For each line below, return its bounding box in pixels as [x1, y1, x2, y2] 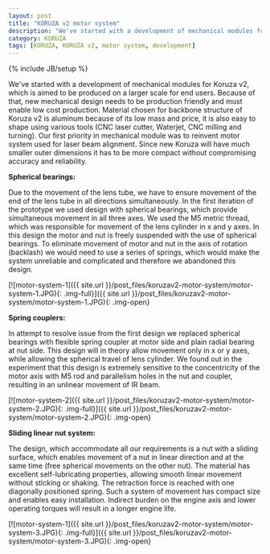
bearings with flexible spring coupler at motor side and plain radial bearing [8, 337, 255, 347]
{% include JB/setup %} [8, 64, 88, 73]
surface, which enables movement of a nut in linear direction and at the [8, 453, 244, 462]
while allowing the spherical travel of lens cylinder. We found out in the [8, 354, 243, 364]
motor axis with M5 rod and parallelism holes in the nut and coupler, [8, 371, 233, 381]
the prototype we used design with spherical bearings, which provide [8, 205, 239, 214]
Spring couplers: [8, 313, 66, 323]
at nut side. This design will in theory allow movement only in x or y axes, [8, 345, 250, 355]
